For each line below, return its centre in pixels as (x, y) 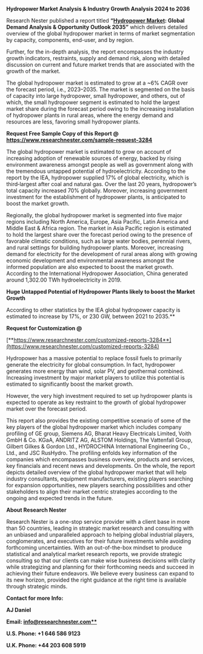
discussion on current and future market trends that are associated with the (101, 64)
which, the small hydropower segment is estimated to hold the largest (93, 102)
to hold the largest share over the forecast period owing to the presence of (99, 235)
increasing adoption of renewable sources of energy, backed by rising (94, 158)
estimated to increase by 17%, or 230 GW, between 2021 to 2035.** (91, 316)
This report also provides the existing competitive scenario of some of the (98, 420)
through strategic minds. (37, 586)
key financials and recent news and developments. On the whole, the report (101, 466)
